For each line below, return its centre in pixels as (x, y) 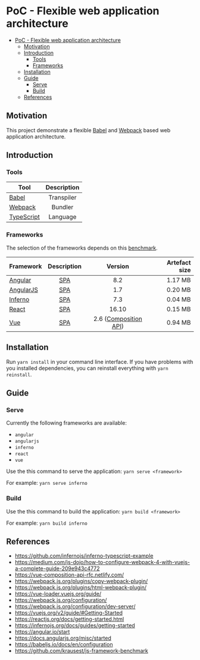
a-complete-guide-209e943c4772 (57, 569)
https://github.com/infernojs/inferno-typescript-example (84, 556)
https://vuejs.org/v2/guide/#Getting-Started (69, 613)
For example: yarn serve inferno (47, 483)
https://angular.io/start (42, 632)
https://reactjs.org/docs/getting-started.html (69, 619)
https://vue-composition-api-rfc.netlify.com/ (69, 575)
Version (118, 266)
